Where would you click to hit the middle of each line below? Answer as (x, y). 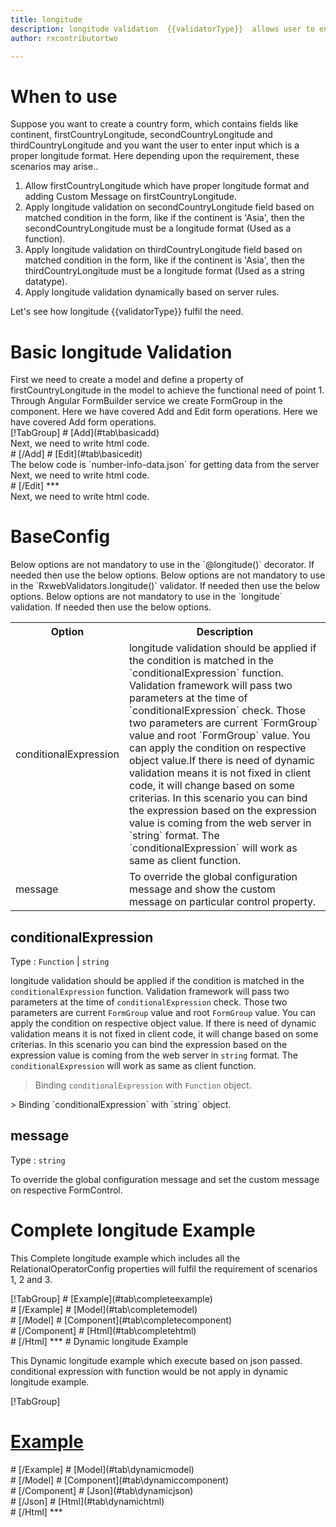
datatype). (46, 282)
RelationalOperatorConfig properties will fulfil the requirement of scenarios (164, 1268)
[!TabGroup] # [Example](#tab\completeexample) (111, 1298)
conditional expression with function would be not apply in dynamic (149, 1371)
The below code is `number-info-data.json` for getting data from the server (165, 465)
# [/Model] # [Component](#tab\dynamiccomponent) (120, 1480)
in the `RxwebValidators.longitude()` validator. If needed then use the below (165, 586)
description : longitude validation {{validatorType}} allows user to (162, 29)
